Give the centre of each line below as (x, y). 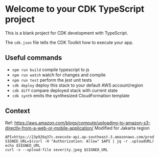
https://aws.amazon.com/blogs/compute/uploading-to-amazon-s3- (82, 123)
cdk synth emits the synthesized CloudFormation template (71, 95)
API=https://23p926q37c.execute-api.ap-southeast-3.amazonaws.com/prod (79, 137)
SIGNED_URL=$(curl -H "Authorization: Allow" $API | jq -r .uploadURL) (79, 141)
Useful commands (34, 58)
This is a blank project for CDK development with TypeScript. (67, 33)
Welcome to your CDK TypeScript (75, 9)
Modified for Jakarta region (122, 128)
